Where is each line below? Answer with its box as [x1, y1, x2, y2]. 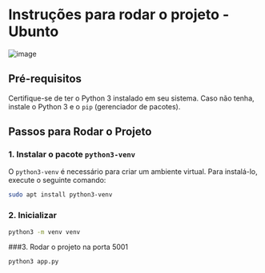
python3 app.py [8, 258, 59, 266]
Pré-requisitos [8, 72, 82, 85]
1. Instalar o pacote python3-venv [8, 149, 136, 160]
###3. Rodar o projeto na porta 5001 [8, 242, 129, 252]
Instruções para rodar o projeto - [8, 6, 230, 24]
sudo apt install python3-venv [8, 191, 113, 199]
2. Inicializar [8, 210, 58, 221]
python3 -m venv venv [8, 227, 81, 236]
